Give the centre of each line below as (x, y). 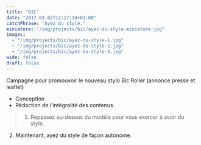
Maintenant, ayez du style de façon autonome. (73, 135)
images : (16, 35)
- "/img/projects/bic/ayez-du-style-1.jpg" (68, 40)
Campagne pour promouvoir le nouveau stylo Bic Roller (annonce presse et (101, 80)
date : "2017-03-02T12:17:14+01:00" (51, 18)
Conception (30, 99)
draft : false (23, 63)
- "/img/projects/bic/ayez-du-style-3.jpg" (68, 52)
